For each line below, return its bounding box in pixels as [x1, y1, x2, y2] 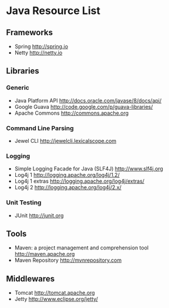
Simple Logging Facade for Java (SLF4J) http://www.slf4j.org [14, 165, 163, 172]
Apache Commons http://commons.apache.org [14, 109, 129, 117]
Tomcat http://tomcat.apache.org [14, 289, 95, 296]
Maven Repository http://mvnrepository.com [14, 256, 122, 264]
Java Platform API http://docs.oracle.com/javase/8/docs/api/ [14, 97, 162, 104]
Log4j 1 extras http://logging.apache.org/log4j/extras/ [14, 177, 145, 185]
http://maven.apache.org [14, 251, 75, 258]
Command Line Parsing [6, 124, 75, 132]
